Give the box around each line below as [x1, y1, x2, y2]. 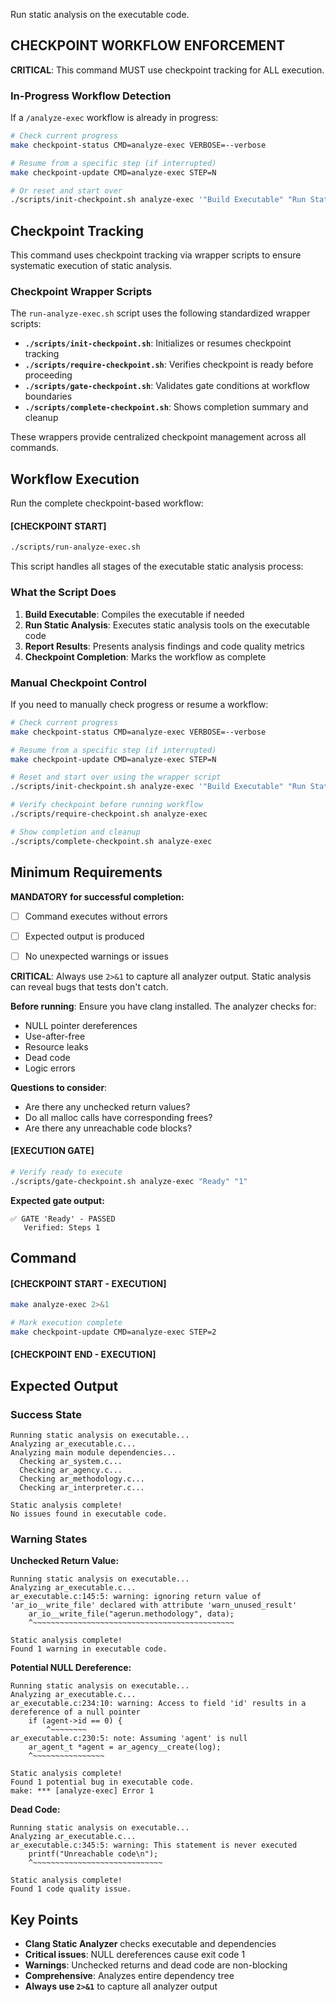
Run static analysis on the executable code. [10, 9, 190, 20]
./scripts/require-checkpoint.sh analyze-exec [10, 809, 208, 819]
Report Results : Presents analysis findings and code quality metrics [24, 640, 305, 652]
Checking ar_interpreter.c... [19, 1483, 145, 1493]
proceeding [24, 369, 73, 381]
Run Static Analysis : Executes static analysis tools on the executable [24, 619, 310, 631]
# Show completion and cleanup [10, 827, 141, 837]
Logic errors [24, 1062, 76, 1074]
